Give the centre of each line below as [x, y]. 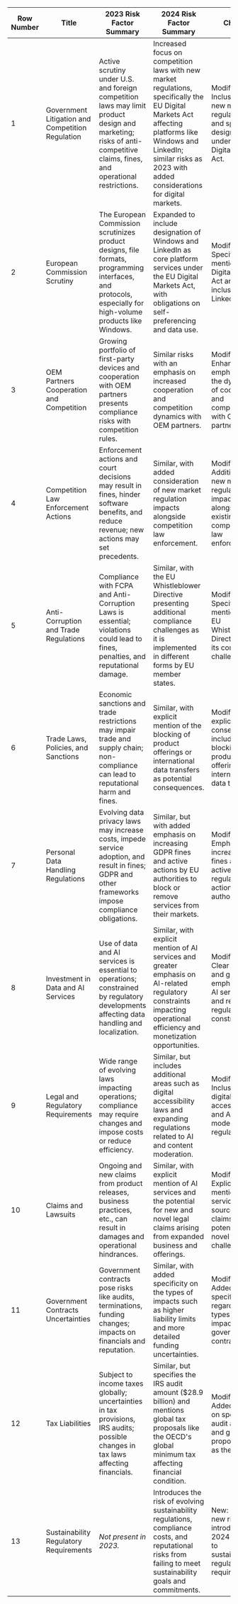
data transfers [176, 770]
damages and [121, 1237]
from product [121, 1184]
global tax [170, 1419]
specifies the [175, 1375]
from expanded [178, 1237]
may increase [121, 830]
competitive [118, 150]
